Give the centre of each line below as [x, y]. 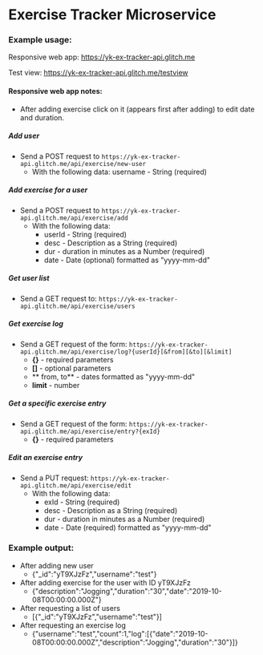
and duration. [42, 117]
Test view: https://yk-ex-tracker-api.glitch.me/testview [98, 73]
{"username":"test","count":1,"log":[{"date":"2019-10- [120, 633]
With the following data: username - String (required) [119, 172]
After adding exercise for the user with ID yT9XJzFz [105, 582]
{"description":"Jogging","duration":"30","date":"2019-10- [127, 591]
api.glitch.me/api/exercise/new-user [83, 164]
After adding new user [57, 565]
